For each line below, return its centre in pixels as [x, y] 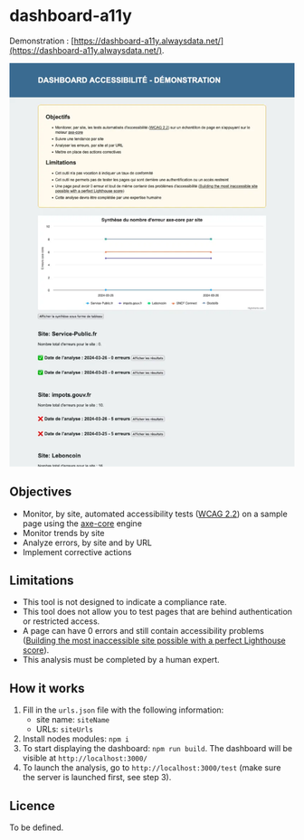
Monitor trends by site [63, 533]
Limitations [42, 580]
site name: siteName [73, 720]
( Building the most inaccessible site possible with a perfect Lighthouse [154, 641]
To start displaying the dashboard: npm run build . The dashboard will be [157, 749]
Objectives [41, 492]
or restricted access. [61, 621]
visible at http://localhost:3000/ [85, 758]
